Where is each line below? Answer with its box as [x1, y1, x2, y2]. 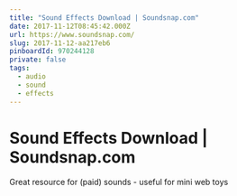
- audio [17, 72, 47, 81]
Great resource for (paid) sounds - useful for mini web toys [9, 177, 229, 188]
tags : [9, 64, 30, 73]
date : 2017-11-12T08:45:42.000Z [9, 22, 131, 31]
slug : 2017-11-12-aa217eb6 [9, 38, 111, 48]
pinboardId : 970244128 [9, 47, 95, 56]
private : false [9, 55, 67, 64]
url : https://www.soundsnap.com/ [9, 30, 135, 39]
